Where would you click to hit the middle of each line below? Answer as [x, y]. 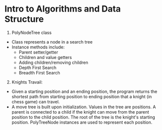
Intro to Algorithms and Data [63, 9]
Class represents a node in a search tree [52, 42]
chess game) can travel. [36, 101]
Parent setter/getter [39, 52]
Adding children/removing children [53, 62]
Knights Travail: [27, 82]
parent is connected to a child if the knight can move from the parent [80, 112]
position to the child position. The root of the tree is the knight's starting [83, 117]
